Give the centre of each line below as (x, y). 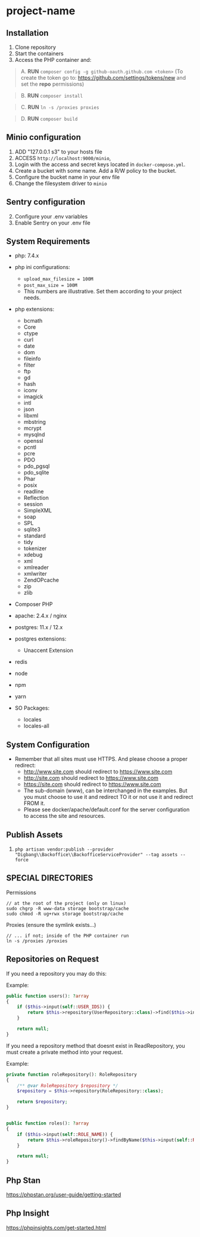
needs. (32, 298)
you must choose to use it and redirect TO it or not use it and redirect (108, 797)
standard (35, 536)
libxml (31, 416)
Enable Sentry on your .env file (52, 223)
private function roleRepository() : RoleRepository (71, 1074)
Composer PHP (34, 604)
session (33, 504)
